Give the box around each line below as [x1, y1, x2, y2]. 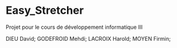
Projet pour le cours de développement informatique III [5, 23, 143, 31]
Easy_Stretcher [5, 4, 84, 17]
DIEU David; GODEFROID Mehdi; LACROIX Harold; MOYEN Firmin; [5, 35, 171, 42]
